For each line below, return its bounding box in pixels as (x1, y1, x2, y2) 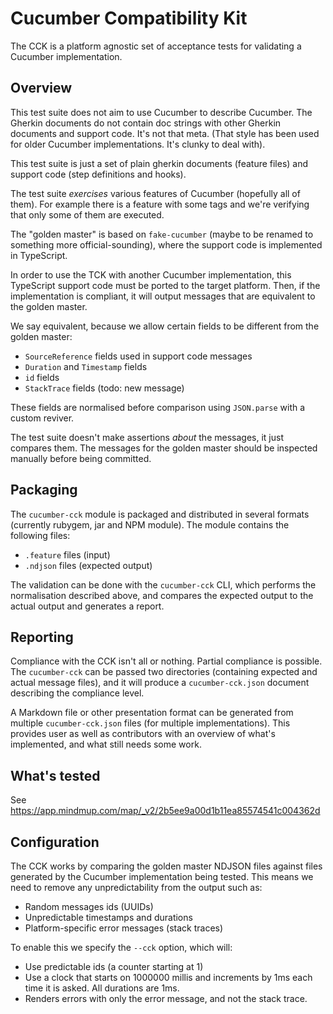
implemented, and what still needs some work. (10, 738, 202, 751)
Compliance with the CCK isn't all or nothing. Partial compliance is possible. (10, 655, 323, 667)
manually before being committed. (10, 452, 152, 464)
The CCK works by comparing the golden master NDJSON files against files (10, 860, 323, 872)
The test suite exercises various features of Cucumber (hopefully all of (10, 187, 301, 199)
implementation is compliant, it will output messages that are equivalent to (10, 290, 316, 302)
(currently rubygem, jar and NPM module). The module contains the (10, 518, 290, 531)
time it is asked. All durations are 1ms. (24, 982, 180, 994)
